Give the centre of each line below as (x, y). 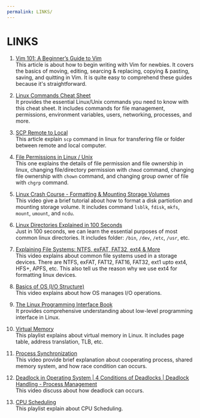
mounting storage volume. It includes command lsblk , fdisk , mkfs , (98, 207)
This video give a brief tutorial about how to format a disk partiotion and (104, 200)
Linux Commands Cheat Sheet (53, 95)
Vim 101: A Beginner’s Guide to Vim (59, 58)
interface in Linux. (38, 317)
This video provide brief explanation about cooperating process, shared (104, 359)
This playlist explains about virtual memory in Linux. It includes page (100, 335)
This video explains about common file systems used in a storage (96, 255)
